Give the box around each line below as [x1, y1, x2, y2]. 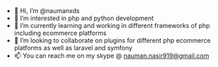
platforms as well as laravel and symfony [13, 44, 133, 52]
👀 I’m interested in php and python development [13, 14, 154, 22]
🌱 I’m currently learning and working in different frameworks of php [13, 22, 210, 29]
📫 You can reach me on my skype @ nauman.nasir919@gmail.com [13, 52, 210, 59]
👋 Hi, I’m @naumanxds [13, 7, 80, 15]
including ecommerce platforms [13, 29, 107, 37]
